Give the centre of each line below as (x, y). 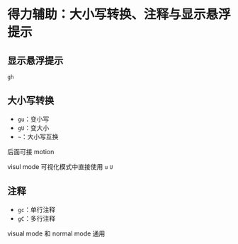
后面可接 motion (31, 151)
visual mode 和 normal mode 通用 (56, 233)
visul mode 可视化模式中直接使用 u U (60, 166)
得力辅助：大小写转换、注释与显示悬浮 (119, 14)
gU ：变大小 (33, 127)
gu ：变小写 (33, 119)
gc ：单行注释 (36, 209)
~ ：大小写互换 (38, 136)
